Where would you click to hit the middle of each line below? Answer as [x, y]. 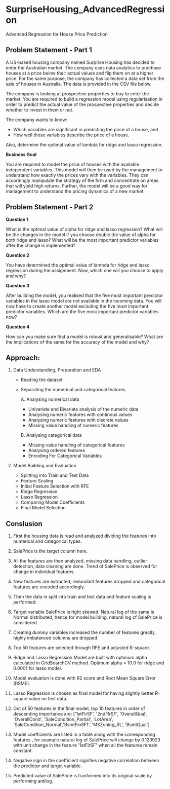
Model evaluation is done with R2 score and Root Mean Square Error [84, 678]
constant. [23, 750]
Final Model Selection [43, 508]
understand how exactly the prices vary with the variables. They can [77, 175]
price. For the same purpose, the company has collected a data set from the [85, 78]
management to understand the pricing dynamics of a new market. [75, 191]
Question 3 [18, 285]
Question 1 [17, 219]
